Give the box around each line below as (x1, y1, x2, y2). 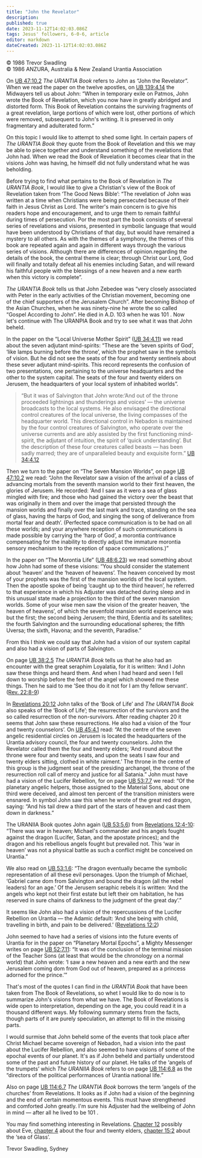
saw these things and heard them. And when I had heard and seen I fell (6, 669, 183, 676)
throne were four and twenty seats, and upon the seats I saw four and (6, 751, 180, 759)
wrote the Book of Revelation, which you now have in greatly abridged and (6, 96, 191, 103)
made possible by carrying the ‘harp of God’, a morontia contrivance (6, 531, 176, 539)
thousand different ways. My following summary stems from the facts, (6, 1008, 181, 1016)
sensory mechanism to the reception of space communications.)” (6, 544, 169, 552)
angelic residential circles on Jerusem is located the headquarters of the (6, 732, 186, 739)
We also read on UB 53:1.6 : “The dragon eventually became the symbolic (6, 864, 188, 872)
